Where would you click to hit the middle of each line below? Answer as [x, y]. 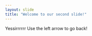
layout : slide [20, 10]
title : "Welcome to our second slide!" [46, 14]
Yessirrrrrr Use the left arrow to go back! [46, 28]
